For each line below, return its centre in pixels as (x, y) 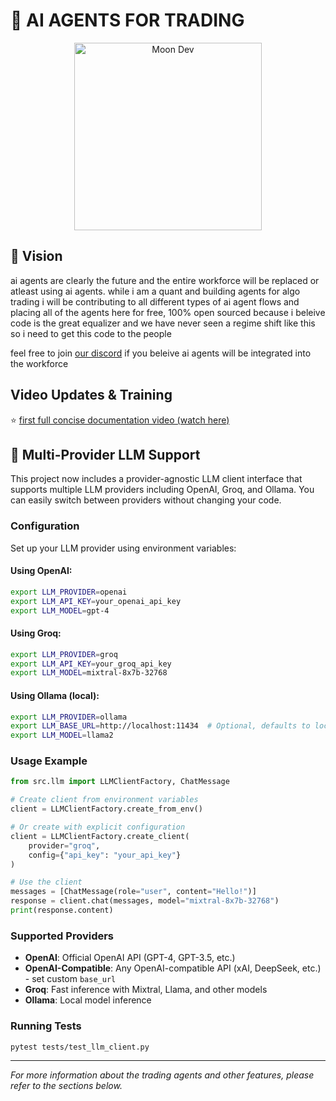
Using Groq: (36, 633)
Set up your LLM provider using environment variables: (123, 548)
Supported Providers (62, 936)
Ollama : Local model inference (88, 1000)
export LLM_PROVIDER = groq (64, 654)
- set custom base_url (70, 979)
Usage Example (49, 761)
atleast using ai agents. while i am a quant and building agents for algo (155, 291)
